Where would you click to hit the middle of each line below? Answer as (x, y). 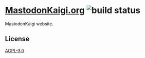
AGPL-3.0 (15, 50)
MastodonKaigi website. (29, 24)
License (17, 39)
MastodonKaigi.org (45, 10)
